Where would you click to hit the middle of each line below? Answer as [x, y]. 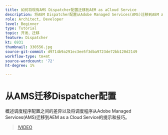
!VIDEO [25, 127]
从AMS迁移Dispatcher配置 [61, 96]
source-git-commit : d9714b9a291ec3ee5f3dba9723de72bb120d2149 [71, 51]
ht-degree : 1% [20, 65]
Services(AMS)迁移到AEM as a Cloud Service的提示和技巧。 [67, 117]
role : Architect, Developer [34, 19]
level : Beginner [22, 24]
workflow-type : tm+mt [28, 56]
